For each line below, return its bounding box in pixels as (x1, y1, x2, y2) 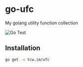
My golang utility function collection (5, 20, 78, 26)
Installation (5, 44, 41, 53)
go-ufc (5, 3, 34, 15)
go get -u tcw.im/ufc (5, 57, 50, 62)
